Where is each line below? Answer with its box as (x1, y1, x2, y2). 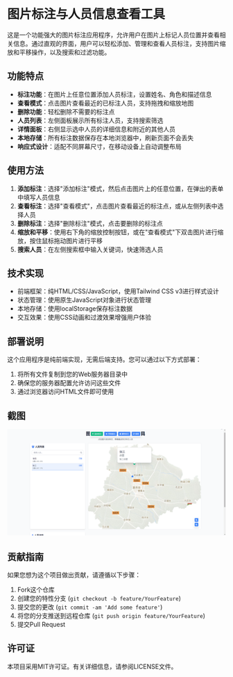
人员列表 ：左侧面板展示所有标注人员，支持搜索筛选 (17, 116, 164, 124)
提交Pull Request (17, 620, 66, 628)
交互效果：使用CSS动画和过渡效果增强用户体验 (17, 313, 151, 322)
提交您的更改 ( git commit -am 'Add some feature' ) (17, 603, 163, 611)
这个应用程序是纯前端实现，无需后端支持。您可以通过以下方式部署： (7, 355, 202, 364)
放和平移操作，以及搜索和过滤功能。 (7, 48, 111, 56)
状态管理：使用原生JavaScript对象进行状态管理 (17, 296, 152, 304)
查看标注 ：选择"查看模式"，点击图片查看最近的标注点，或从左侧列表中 (17, 202, 218, 210)
